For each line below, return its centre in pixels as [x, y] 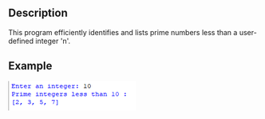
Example [30, 66]
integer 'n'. [53, 41]
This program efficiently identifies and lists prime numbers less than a [123, 32]
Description [38, 13]
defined [21, 41]
